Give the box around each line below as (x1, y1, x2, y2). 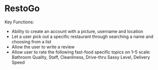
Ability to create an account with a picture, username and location (11, 28, 143, 34)
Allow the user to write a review (11, 44, 75, 50)
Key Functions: (4, 19, 34, 25)
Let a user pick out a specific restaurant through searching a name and (11, 34, 154, 39)
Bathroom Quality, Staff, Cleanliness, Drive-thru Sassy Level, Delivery (11, 54, 150, 60)
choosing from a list (11, 38, 51, 44)
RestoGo (4, 3, 40, 14)
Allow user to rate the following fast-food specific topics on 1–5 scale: (11, 49, 151, 55)
